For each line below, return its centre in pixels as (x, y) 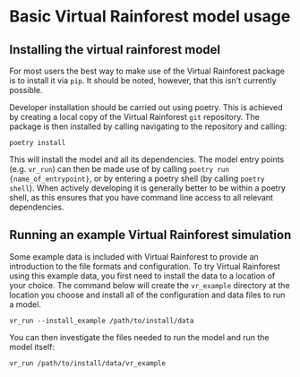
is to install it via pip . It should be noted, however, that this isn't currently (143, 81)
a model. (26, 304)
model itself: (32, 347)
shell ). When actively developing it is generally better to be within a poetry (148, 188)
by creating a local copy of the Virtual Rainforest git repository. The (134, 117)
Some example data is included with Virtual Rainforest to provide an (134, 256)
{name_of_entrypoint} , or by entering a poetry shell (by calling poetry (137, 178)
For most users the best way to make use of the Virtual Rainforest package (147, 71)
